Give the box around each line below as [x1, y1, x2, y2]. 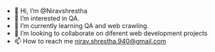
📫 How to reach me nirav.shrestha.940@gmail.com [14, 37, 167, 45]
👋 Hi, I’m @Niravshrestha [14, 7, 88, 15]
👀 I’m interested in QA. [14, 14, 80, 22]
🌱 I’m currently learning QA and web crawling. [14, 22, 150, 30]
